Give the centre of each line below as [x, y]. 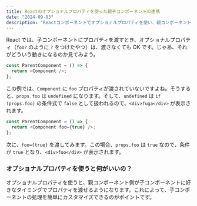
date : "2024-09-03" [30, 17]
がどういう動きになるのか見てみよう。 [52, 55]
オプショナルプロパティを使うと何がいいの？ [69, 168]
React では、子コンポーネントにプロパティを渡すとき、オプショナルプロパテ [98, 40]
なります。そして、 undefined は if [120, 96]
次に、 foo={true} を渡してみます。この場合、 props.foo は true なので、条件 [98, 144]
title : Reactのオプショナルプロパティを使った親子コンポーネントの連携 [83, 11]
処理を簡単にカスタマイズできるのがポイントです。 [93, 197]
